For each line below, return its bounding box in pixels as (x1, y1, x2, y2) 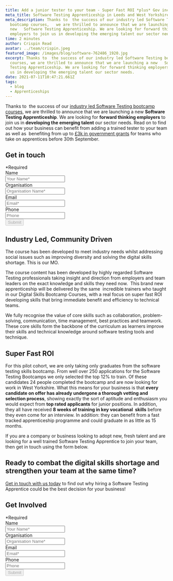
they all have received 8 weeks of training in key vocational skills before (5, 406, 162, 412)
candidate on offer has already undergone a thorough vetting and (5, 390, 148, 396)
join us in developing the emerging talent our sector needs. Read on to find (5, 119, 166, 126)
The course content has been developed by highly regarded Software (5, 270, 153, 276)
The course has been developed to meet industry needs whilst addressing (5, 249, 163, 255)
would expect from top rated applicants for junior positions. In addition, (5, 401, 158, 407)
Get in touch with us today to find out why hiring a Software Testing (5, 480, 148, 486)
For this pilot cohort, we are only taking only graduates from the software (5, 362, 161, 368)
